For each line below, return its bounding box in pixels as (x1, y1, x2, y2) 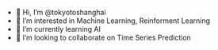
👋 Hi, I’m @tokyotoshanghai (15, 8, 106, 17)
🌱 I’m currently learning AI (15, 25, 101, 33)
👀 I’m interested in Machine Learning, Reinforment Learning (15, 16, 210, 25)
